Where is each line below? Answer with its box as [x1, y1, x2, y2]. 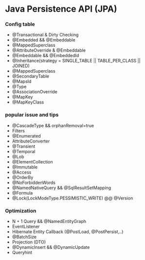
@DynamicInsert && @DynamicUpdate [12, 244, 90, 250]
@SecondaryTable [12, 73, 50, 79]
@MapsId [12, 79, 32, 84]
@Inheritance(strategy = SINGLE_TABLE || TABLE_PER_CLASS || [12, 58, 141, 64]
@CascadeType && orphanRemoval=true [12, 122, 94, 128]
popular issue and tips [5, 111, 59, 118]
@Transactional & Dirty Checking [12, 32, 79, 38]
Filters [12, 128, 25, 134]
